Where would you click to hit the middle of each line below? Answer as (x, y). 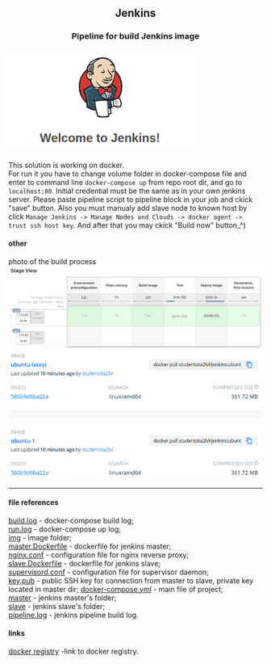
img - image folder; (40, 537)
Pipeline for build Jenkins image (135, 36)
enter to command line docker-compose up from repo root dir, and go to (125, 182)
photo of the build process (52, 261)
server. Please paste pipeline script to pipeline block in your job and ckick (131, 199)
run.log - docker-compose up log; (65, 529)
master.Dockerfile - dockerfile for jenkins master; (90, 546)
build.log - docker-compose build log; (71, 520)
